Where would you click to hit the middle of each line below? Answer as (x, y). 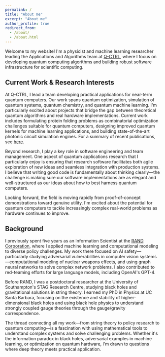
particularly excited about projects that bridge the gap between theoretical (81, 110)
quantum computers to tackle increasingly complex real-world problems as (81, 208)
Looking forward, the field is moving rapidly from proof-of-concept (73, 198)
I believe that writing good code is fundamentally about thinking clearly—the (82, 172)
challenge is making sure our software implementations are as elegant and (81, 177)
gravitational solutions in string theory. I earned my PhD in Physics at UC (79, 292)
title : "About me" (24, 14)
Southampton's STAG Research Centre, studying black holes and (71, 287)
